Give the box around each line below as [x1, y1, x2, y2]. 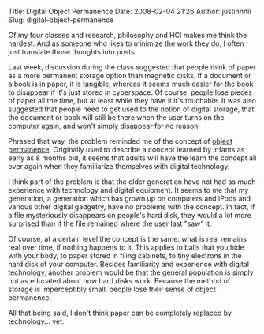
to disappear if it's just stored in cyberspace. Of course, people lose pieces [8, 88, 252, 97]
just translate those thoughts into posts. [8, 47, 137, 56]
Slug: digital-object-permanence [8, 15, 114, 24]
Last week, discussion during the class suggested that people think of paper [8, 62, 256, 72]
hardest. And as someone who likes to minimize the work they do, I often [8, 39, 244, 48]
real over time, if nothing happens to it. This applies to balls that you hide [8, 242, 244, 252]
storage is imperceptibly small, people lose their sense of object [8, 284, 217, 294]
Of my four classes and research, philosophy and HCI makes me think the [8, 31, 247, 39]
